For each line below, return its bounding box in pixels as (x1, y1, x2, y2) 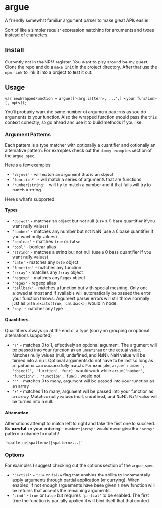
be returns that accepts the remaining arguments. (12, 487, 111, 493)
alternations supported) (5, 333, 52, 338)
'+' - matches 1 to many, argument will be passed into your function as (12, 388, 154, 394)
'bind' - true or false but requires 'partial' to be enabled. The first (12, 492, 149, 498)
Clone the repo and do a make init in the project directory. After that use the (5, 64, 157, 70)
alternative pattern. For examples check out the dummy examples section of (5, 147, 152, 153)
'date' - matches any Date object (12, 259, 79, 265)
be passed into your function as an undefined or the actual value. (12, 347, 142, 353)
